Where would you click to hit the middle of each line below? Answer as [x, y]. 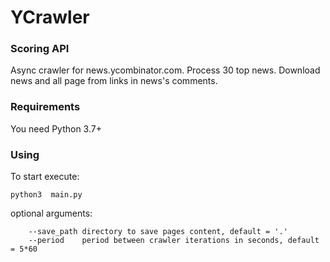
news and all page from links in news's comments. [114, 81]
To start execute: [45, 177]
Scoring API [40, 49]
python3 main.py [46, 195]
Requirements [45, 107]
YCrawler [50, 17]
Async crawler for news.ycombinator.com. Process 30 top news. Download [165, 70]
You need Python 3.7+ [56, 128]
